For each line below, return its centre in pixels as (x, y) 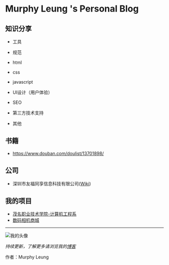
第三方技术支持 (28, 113)
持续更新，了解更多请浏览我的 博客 (40, 246)
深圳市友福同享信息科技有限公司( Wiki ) (52, 183)
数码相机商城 (26, 220)
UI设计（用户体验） (32, 92)
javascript (23, 82)
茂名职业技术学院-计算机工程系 (45, 214)
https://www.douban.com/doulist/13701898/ (58, 153)
